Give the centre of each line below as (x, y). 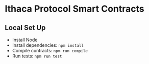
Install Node (25, 40)
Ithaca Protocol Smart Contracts (74, 9)
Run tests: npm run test (37, 56)
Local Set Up (25, 28)
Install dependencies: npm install (48, 45)
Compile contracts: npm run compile (50, 51)
